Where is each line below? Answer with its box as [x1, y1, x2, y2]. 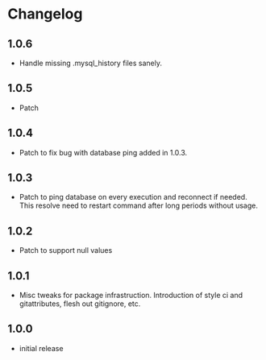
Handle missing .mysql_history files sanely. [19, 58, 163, 68]
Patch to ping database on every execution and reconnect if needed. [19, 192, 247, 202]
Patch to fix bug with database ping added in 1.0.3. [19, 147, 188, 157]
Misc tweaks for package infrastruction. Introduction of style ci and [19, 291, 243, 300]
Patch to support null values [19, 246, 113, 255]
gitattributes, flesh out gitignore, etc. [19, 299, 141, 308]
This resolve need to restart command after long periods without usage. [19, 201, 259, 210]
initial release [19, 343, 64, 353]
